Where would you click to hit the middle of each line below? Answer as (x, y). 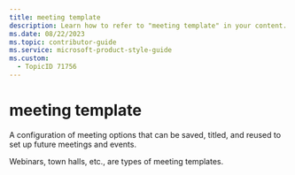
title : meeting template (55, 17)
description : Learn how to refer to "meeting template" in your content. (148, 26)
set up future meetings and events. (73, 144)
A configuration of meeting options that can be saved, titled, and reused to (145, 134)
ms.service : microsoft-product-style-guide (91, 50)
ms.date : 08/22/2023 (47, 34)
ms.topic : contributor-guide (63, 42)
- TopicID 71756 (47, 67)
